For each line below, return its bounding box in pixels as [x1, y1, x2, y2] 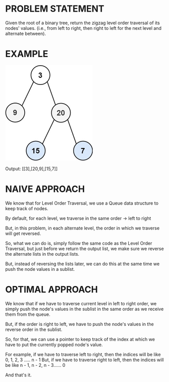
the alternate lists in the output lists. [5, 251, 80, 257]
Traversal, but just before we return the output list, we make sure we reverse [5, 246, 164, 252]
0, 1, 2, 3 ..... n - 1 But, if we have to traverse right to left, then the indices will [5, 357, 164, 363]
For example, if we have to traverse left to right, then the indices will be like [5, 351, 161, 357]
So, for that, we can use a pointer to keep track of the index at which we [5, 336, 155, 342]
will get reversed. [5, 230, 41, 236]
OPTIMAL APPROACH [5, 284, 98, 295]
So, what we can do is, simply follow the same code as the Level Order [5, 240, 152, 246]
